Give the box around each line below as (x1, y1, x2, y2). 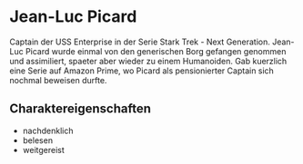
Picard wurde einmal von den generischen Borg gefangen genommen (25, 45, 287, 56)
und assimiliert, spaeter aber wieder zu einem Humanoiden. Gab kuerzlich (9, 55, 288, 66)
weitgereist (22, 144, 66, 155)
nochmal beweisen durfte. (9, 74, 107, 85)
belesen (22, 134, 53, 146)
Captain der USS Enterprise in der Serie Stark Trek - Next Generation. (9, 36, 270, 47)
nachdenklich (22, 125, 74, 136)
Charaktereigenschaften (9, 101, 152, 117)
